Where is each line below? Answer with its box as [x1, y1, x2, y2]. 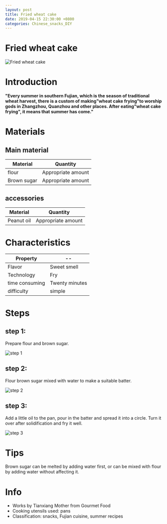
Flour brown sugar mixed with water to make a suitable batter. [5, 377, 132, 383]
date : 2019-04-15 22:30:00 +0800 [5, 16, 75, 21]
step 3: [5, 402, 27, 410]
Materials [5, 126, 45, 137]
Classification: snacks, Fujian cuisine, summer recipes [12, 513, 123, 520]
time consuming [7, 279, 45, 286]
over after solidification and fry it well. [5, 420, 83, 426]
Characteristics [5, 237, 71, 249]
